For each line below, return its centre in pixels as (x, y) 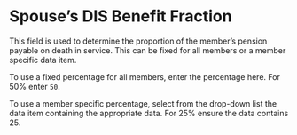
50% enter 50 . (35, 86)
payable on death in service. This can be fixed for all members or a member (148, 50)
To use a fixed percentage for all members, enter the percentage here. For (145, 76)
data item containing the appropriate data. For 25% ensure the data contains (149, 113)
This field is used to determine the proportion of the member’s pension (138, 41)
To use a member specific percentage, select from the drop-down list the (143, 103)
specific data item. (43, 60)
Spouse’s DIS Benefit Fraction (121, 16)
